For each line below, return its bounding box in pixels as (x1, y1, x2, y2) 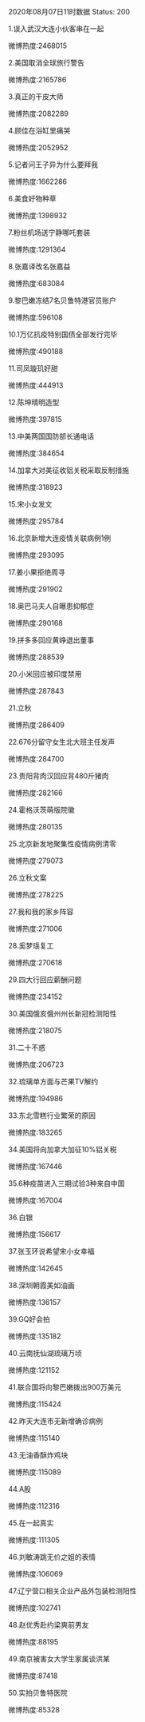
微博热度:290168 (8, 618, 64, 627)
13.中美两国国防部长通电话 (8, 431, 95, 441)
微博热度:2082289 (8, 109, 69, 118)
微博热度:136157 (8, 1298, 61, 1306)
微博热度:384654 (8, 448, 65, 458)
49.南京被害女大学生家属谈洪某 (8, 1654, 110, 1664)
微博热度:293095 (8, 551, 65, 559)
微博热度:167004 (8, 1195, 63, 1205)
